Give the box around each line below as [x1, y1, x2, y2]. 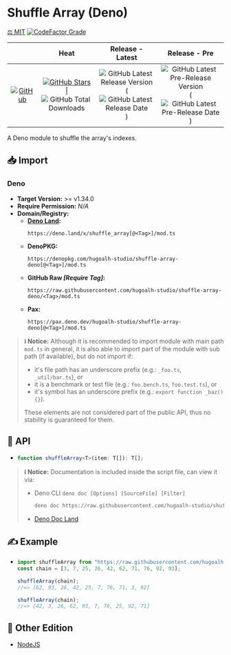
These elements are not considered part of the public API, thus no [23, 408, 211, 416]
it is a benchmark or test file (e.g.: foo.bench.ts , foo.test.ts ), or [34, 380, 217, 388]
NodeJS [16, 641, 41, 649]
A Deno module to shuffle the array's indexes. [7, 133, 137, 142]
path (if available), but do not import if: [23, 352, 133, 360]
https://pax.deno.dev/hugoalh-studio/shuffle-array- [27, 318, 182, 325]
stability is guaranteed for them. [23, 416, 115, 424]
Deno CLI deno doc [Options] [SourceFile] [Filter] [34, 489, 186, 498]
